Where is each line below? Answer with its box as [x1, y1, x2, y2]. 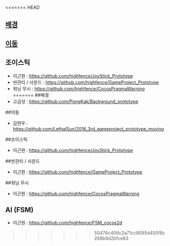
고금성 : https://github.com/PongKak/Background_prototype [12, 98, 139, 104]
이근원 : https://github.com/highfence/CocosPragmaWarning [12, 190, 139, 196]
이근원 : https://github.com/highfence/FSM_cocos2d [12, 219, 123, 226]
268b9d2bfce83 [94, 235, 129, 241]
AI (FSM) [5, 205, 34, 214]
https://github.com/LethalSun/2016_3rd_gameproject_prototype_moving [12, 126, 164, 132]
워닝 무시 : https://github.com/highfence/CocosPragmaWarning [12, 85, 145, 91]
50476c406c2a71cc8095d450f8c [94, 230, 165, 236]
